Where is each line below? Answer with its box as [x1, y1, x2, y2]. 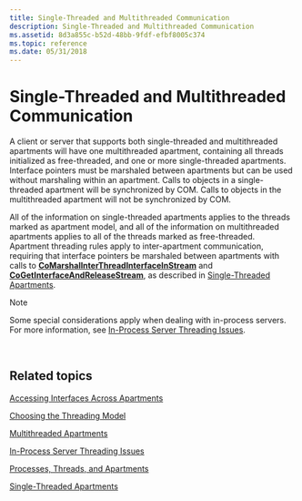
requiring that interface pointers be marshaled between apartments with [9, 250, 280, 261]
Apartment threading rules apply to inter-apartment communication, [9, 240, 264, 251]
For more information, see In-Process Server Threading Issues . [9, 324, 246, 335]
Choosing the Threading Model [9, 410, 126, 421]
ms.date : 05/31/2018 [9, 47, 88, 56]
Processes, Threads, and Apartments [9, 463, 149, 474]
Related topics [9, 368, 93, 383]
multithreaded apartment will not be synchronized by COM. [9, 194, 232, 205]
